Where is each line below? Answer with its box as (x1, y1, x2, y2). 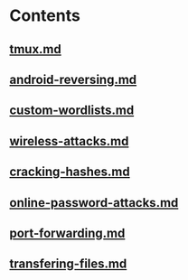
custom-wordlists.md (9, 103, 135, 118)
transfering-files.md (9, 257, 127, 272)
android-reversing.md (9, 71, 137, 87)
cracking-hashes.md (9, 164, 130, 180)
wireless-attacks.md (9, 133, 129, 149)
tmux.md (9, 42, 61, 57)
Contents (9, 5, 81, 26)
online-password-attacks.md (9, 195, 179, 210)
